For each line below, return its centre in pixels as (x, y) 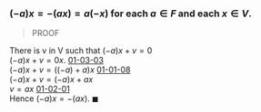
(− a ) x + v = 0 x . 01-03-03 (57, 61)
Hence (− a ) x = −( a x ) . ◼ (54, 98)
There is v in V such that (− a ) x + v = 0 (81, 51)
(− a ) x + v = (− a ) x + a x (51, 79)
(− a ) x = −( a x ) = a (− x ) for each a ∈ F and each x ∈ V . (130, 14)
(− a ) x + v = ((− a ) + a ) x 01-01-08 (70, 70)
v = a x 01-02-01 (40, 89)
